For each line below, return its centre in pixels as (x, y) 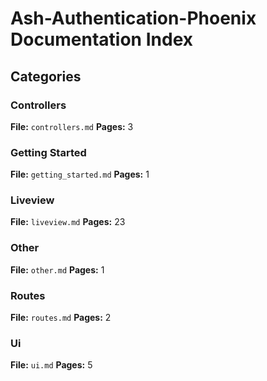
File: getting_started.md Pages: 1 (80, 174)
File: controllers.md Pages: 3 (72, 126)
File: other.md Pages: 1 (57, 269)
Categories (46, 76)
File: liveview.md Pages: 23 (68, 222)
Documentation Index (101, 39)
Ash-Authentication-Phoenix (133, 18)
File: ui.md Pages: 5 (51, 365)
